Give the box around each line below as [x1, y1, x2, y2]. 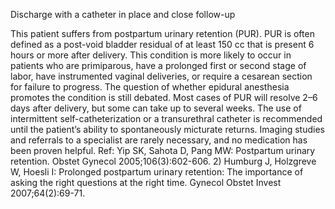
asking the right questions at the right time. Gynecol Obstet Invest [10, 177, 282, 188]
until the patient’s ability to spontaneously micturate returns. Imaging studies [10, 124, 325, 135]
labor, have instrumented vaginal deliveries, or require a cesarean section [10, 70, 313, 82]
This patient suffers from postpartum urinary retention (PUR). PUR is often [10, 28, 315, 39]
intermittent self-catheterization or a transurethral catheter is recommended [10, 113, 323, 124]
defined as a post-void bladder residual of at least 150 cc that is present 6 [10, 39, 315, 50]
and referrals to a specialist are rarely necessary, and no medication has [10, 134, 308, 146]
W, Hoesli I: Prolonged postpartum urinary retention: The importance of [10, 166, 304, 178]
